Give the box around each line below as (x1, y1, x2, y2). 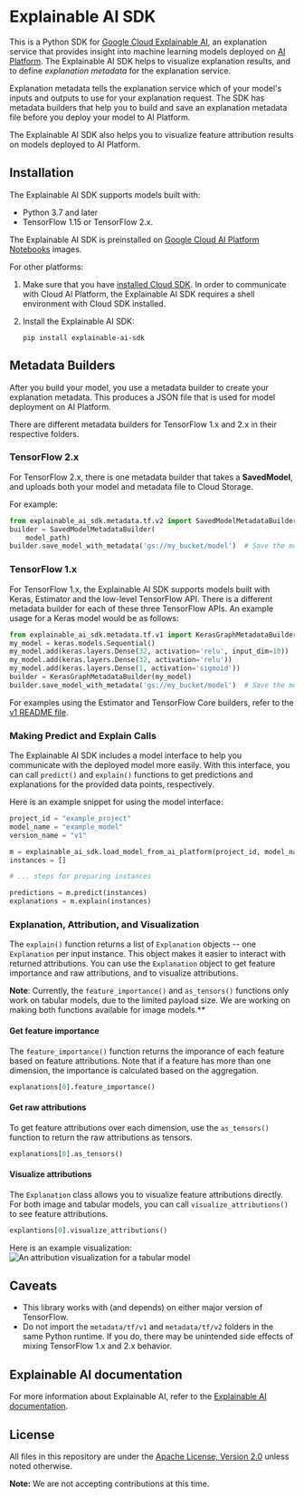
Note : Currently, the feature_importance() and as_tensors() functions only (9, 986, 290, 997)
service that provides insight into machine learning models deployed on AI (9, 45, 286, 56)
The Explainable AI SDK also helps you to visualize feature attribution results (9, 129, 294, 140)
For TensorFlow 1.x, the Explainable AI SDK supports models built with (9, 583, 271, 595)
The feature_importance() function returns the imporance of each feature (9, 1046, 285, 1056)
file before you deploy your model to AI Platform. (9, 112, 191, 122)
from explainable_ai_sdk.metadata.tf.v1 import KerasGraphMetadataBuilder (9, 630, 298, 639)
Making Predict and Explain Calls (9, 729, 157, 742)
